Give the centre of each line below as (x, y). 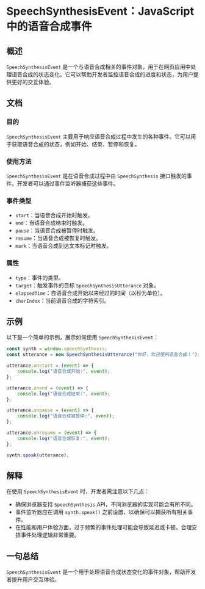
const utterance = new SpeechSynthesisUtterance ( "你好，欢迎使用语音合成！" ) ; (103, 355)
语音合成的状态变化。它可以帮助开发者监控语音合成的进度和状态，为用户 (102, 74)
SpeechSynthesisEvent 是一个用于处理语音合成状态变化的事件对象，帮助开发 (101, 572)
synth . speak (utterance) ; (38, 455)
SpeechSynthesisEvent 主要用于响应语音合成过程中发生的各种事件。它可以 (99, 136)
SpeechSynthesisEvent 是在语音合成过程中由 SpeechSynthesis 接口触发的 (97, 176)
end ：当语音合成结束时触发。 (52, 223)
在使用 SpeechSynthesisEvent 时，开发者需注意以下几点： (78, 491)
